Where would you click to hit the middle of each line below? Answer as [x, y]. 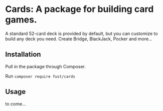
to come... [16, 104]
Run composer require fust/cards [40, 76]
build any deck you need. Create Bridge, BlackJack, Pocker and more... [79, 39]
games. [21, 20]
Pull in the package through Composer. [46, 66]
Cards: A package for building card [79, 9]
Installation [23, 55]
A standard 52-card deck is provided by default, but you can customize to [81, 33]
